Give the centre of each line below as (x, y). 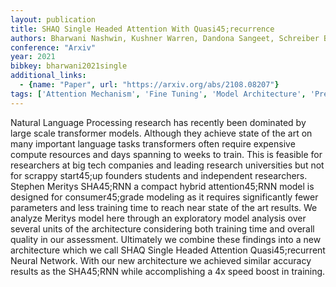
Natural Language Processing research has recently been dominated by (158, 122)
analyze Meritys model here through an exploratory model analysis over (158, 218)
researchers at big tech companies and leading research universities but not (167, 165)
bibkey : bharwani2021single (69, 66)
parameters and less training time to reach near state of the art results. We (164, 207)
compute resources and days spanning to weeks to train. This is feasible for (166, 154)
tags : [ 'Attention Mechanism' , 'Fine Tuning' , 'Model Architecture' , (158, 94)
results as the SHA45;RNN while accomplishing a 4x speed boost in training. (168, 271)
